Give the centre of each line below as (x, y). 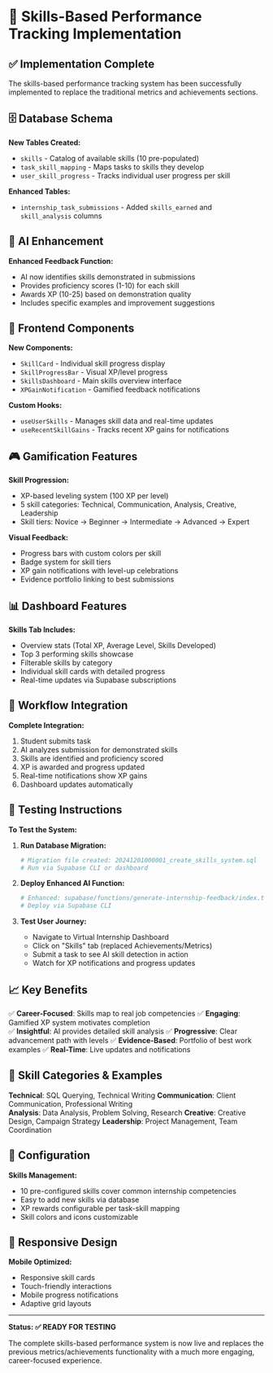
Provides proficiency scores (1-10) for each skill (100, 285)
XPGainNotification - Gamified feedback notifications (110, 389)
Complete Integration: (46, 725)
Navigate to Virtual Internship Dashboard (100, 937)
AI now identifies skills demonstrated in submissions (108, 277)
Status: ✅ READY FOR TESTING (62, 1327)
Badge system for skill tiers (65, 562)
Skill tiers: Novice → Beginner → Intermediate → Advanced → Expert (135, 522)
